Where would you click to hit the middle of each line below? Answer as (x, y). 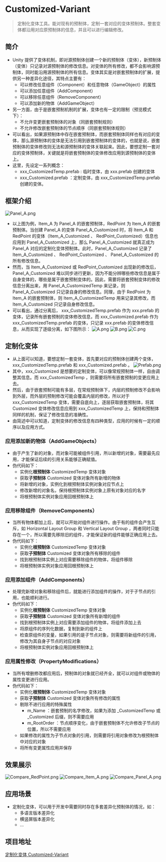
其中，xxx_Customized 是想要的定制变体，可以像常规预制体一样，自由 (84, 371)
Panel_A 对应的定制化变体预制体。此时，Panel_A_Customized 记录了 (82, 248)
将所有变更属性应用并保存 (46, 747)
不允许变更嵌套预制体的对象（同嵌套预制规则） (67, 122)
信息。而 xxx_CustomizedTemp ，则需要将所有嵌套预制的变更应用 (88, 378)
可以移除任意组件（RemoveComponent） (62, 97)
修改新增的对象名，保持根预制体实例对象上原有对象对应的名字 (83, 490)
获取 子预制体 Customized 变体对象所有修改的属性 (70, 698)
